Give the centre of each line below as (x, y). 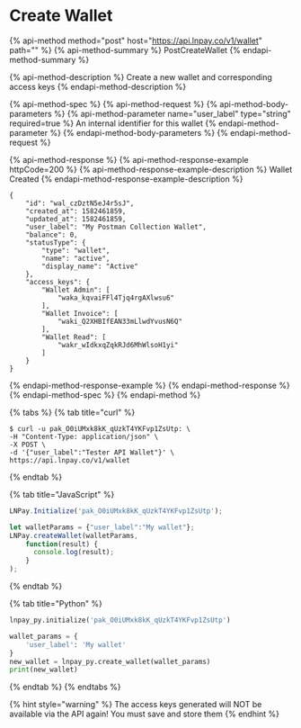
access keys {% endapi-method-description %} (98, 86)
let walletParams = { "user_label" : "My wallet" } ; (102, 527)
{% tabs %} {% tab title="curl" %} (72, 412)
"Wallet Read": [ (74, 337)
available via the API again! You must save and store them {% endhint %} (145, 714)
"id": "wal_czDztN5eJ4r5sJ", (80, 203)
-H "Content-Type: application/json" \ (84, 436)
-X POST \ (28, 445)
